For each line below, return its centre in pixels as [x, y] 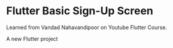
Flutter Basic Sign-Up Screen [80, 11]
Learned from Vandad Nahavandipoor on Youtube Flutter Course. [87, 27]
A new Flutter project [32, 39]
